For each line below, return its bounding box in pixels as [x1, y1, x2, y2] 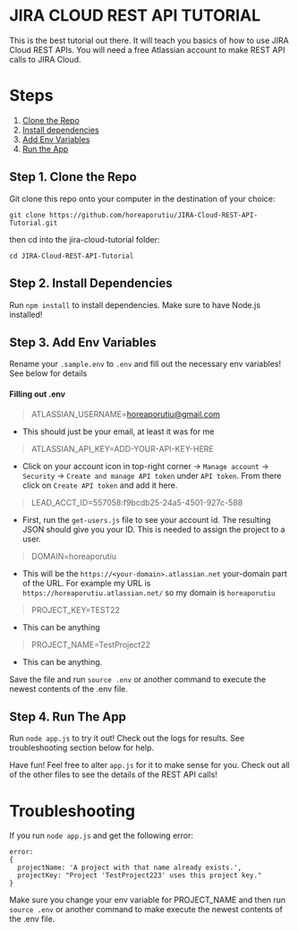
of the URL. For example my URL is [21, 577, 151, 588]
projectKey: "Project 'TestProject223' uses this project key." [17, 871, 262, 880]
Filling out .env [9, 389, 65, 399]
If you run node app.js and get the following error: [9, 830, 194, 841]
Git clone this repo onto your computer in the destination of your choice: [9, 193, 276, 204]
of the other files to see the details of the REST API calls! [9, 769, 217, 780]
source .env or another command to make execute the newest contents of [9, 904, 284, 915]
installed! [9, 309, 43, 320]
